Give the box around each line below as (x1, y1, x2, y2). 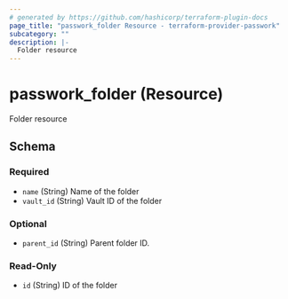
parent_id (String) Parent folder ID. (21, 238, 150, 248)
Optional (9, 217, 47, 230)
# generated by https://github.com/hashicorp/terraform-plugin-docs (9, 12, 268, 22)
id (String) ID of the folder (21, 280, 118, 291)
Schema (9, 139, 56, 154)
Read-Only (9, 259, 58, 271)
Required (9, 166, 50, 178)
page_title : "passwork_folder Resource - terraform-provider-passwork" (9, 21, 280, 30)
